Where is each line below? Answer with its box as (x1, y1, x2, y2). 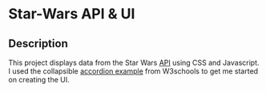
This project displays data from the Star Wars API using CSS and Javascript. (8, 58, 260, 67)
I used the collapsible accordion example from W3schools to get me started (8, 66, 259, 76)
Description (8, 37, 68, 50)
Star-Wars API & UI (8, 5, 135, 23)
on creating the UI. (8, 75, 70, 84)
